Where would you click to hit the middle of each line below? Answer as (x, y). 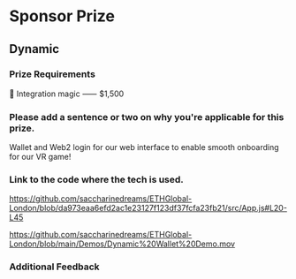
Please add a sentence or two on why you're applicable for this (147, 117)
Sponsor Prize (62, 16)
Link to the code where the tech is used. (96, 180)
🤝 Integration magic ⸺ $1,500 (67, 94)
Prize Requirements (52, 74)
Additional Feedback (54, 267)
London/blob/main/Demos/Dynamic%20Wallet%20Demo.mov (122, 244)
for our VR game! (40, 157)
